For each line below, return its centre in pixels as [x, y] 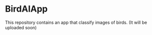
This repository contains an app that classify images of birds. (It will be [76, 22]
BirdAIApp [26, 9]
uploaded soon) [21, 27]
